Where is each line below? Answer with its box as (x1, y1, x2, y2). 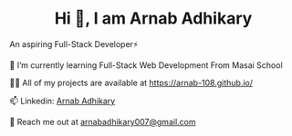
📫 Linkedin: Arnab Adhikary (9, 95, 116, 106)
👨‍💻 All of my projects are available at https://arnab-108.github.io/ (9, 77, 254, 88)
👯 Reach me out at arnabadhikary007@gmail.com (9, 116, 196, 127)
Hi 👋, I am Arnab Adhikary (54, 8, 253, 29)
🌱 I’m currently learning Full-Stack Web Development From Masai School (9, 59, 283, 71)
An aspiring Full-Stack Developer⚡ (9, 38, 139, 49)
